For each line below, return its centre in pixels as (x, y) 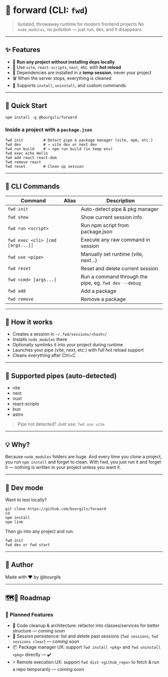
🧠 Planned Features (29, 615)
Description (120, 201)
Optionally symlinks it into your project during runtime (68, 345)
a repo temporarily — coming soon (48, 669)
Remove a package (103, 299)
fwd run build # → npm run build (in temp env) (59, 149)
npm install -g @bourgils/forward (41, 117)
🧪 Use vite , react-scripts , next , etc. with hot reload (67, 67)
